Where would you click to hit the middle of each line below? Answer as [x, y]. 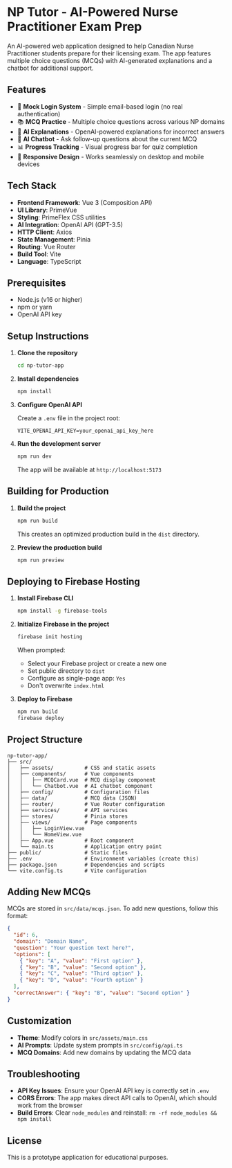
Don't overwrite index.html [66, 685]
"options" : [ [32, 954]
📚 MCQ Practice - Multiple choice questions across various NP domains [121, 121]
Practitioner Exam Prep [75, 27]
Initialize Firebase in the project [63, 625]
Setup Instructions [48, 336]
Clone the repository [47, 353]
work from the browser [50, 1106]
